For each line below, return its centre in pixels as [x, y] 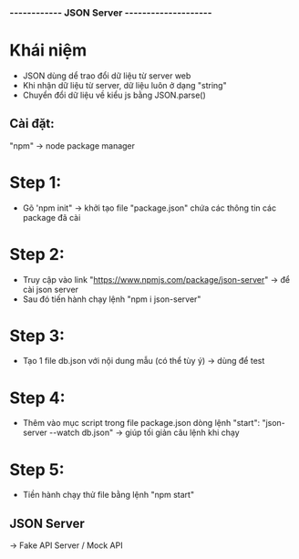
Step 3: [37, 336]
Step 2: [37, 254]
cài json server [51, 289]
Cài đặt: [32, 124]
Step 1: [36, 182]
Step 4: [37, 398]
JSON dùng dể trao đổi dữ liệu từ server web [107, 76]
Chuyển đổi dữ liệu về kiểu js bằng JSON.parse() [114, 95]
